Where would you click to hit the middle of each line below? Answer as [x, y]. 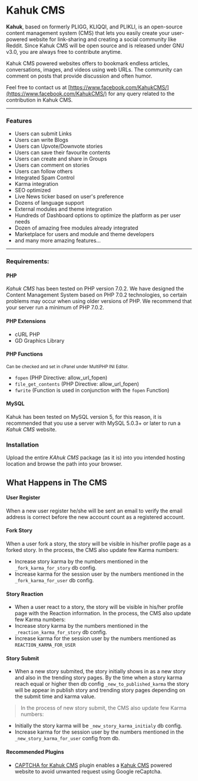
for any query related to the [141, 93]
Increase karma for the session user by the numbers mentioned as [95, 638]
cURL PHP [27, 334]
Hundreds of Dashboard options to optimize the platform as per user [98, 215]
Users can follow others [44, 172]
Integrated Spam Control [44, 177]
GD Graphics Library [39, 340]
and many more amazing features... [58, 241]
